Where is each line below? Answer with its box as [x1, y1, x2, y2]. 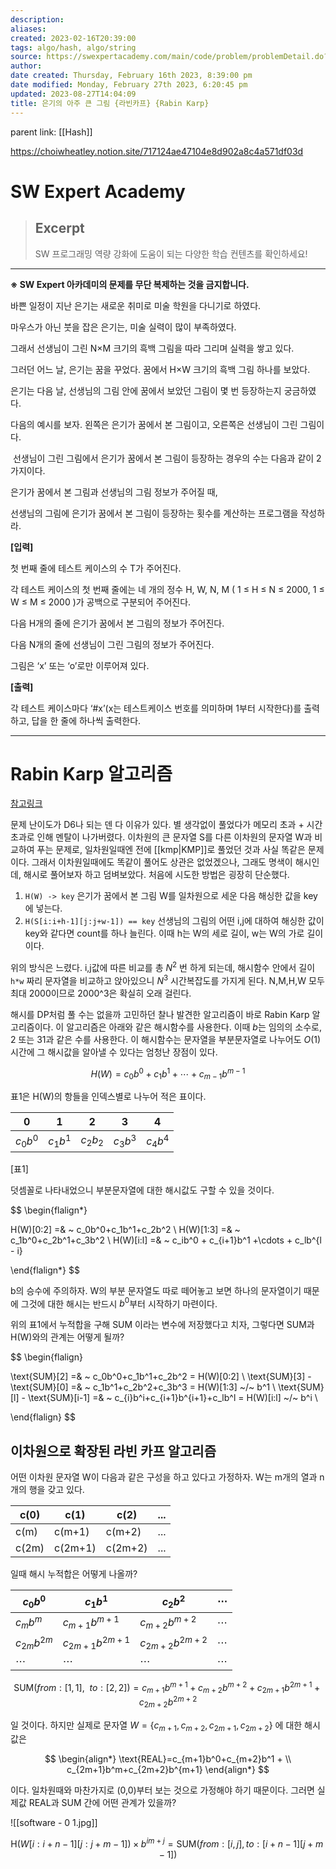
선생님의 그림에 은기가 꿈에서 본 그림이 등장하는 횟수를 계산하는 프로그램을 [10, 507, 299, 519]
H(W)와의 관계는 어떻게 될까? [10, 1331, 125, 1343]
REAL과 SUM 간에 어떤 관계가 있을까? [28, 1797, 177, 1809]
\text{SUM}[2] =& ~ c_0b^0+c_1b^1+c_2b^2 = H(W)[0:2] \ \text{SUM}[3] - [10, 1371, 312, 1383]
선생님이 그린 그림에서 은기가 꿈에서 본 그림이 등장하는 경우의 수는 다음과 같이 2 [12, 452, 322, 464]
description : [10, 14, 65, 25]
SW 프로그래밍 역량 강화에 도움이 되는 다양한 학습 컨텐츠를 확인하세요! [34, 247, 308, 260]
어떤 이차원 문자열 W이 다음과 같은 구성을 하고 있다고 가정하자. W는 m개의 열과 [10, 1471, 318, 1483]
